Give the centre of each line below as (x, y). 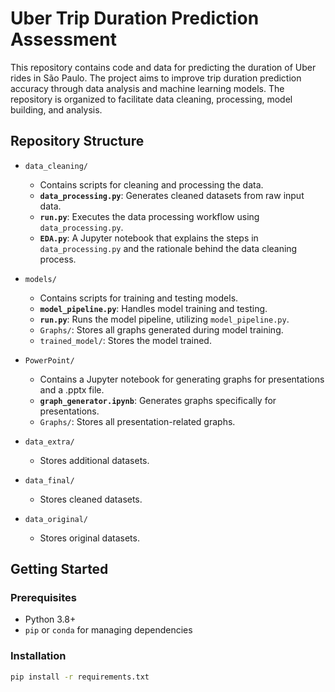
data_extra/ (49, 442)
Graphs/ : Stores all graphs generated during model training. (161, 329)
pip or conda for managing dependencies (108, 630)
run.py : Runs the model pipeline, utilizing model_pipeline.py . (164, 319)
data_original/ (56, 519)
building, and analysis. (56, 109)
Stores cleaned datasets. (91, 499)
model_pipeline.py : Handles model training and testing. (153, 308)
